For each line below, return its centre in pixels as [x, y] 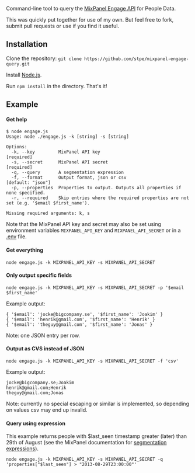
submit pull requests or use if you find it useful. [63, 26]
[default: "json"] [28, 183]
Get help [17, 119]
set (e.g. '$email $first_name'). [48, 203]
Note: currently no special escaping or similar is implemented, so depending [98, 404]
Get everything [25, 250]
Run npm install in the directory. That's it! [57, 86]
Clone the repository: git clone [44, 58]
